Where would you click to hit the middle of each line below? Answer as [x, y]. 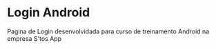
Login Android [49, 13]
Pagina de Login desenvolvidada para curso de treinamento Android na [108, 31]
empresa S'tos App [35, 38]
